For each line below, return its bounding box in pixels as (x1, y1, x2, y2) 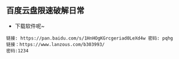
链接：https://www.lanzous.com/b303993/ (6, 41, 105, 47)
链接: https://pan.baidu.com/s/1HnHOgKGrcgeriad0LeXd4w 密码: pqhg (6, 35, 174, 41)
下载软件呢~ (14, 22, 45, 29)
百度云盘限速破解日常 (6, 5, 84, 16)
